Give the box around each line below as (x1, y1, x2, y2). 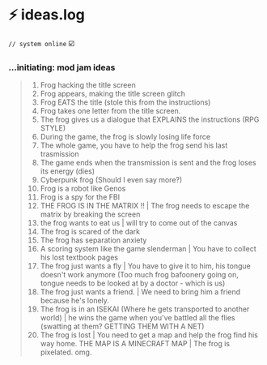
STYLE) (40, 123, 66, 133)
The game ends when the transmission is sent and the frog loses (40, 158, 256, 168)
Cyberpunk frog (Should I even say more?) (40, 175, 183, 185)
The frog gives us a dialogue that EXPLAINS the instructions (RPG (40, 114, 260, 125)
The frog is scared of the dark (40, 227, 141, 237)
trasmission (40, 149, 79, 159)
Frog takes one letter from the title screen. (40, 106, 181, 116)
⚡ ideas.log (8, 6, 85, 24)
